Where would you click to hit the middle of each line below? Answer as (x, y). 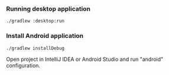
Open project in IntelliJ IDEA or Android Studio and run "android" (85, 59)
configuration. (23, 65)
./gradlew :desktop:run (35, 21)
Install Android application (45, 36)
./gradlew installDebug (35, 48)
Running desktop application (48, 9)
